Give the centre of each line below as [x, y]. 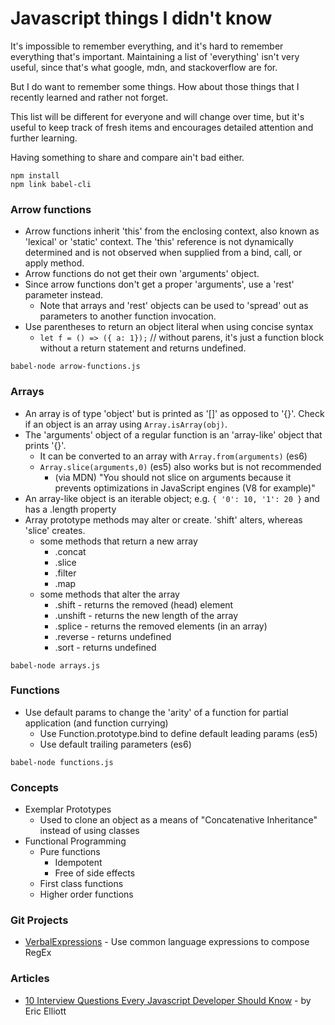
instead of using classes [89, 831]
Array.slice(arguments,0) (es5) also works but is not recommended [180, 466]
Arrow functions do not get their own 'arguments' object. [142, 274]
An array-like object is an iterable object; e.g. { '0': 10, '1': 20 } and [172, 498]
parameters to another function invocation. [128, 316]
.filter [65, 573]
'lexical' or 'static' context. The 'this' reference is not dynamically [159, 242]
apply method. [54, 263]
